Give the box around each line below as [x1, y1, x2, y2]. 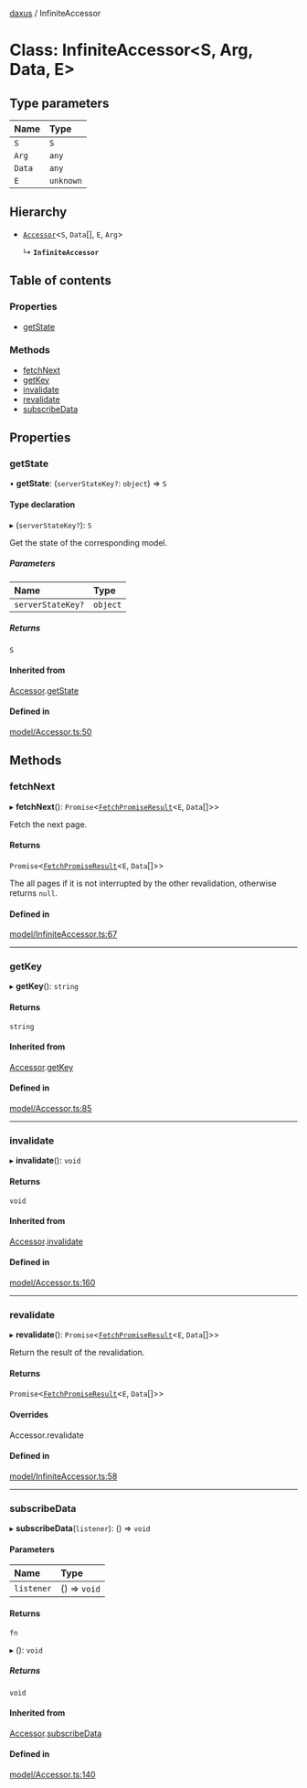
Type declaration [9, 499, 76, 510]
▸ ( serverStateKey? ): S [9, 519, 92, 530]
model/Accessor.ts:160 [9, 1277, 96, 1288]
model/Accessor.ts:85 [9, 1103, 92, 1114]
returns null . [9, 887, 58, 899]
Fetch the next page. [9, 818, 88, 830]
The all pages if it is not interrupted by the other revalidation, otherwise [9, 878, 277, 889]
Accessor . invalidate [9, 1236, 84, 1247]
